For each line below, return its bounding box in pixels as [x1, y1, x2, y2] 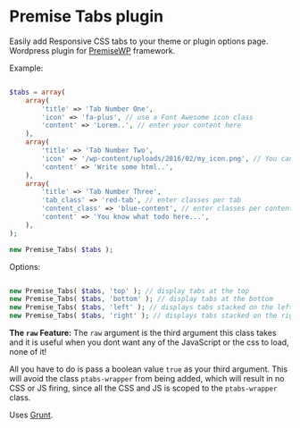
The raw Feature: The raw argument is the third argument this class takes [9, 328, 277, 339]
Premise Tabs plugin [9, 6, 163, 27]
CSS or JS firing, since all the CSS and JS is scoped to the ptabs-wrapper [9, 382, 278, 394]
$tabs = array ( [9, 88, 66, 97]
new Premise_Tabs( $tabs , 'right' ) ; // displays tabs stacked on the [9, 311, 278, 321]
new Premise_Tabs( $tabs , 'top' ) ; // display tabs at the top [9, 286, 250, 296]
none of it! [9, 347, 47, 357]
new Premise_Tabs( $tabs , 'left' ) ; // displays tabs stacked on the [9, 303, 274, 312]
